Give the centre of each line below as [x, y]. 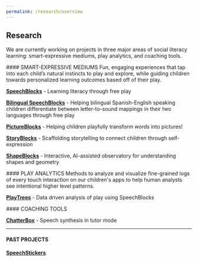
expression [20, 145]
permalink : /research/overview [44, 12]
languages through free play [40, 115]
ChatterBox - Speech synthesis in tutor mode [62, 220]
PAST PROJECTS [27, 240]
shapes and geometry [33, 162]
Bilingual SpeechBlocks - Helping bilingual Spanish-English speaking [91, 103]
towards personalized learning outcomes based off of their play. [84, 80]
